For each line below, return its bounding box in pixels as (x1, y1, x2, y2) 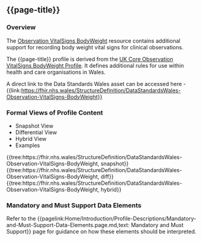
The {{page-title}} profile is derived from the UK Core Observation (6, 55, 173, 63)
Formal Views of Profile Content (6, 108, 103, 117)
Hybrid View (15, 135, 47, 142)
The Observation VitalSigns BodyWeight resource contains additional (6, 37, 181, 45)
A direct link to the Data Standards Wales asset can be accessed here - (6, 80, 186, 87)
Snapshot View (15, 122, 54, 129)
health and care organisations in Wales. (6, 68, 106, 76)
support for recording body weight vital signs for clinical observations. (6, 43, 184, 51)
